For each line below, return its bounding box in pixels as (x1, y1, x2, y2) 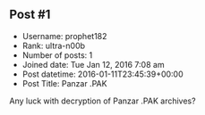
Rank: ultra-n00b (21, 40, 86, 51)
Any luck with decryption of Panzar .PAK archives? (9, 95, 196, 106)
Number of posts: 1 (21, 49, 93, 61)
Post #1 (9, 7, 51, 22)
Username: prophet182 (21, 30, 107, 41)
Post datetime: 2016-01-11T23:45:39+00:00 (21, 69, 184, 79)
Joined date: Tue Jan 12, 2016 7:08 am (21, 59, 165, 70)
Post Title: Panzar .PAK (21, 78, 107, 88)
